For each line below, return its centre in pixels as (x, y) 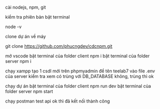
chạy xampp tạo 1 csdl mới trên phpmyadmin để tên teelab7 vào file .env (80, 71)
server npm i (18, 61)
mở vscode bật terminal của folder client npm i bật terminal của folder (77, 56)
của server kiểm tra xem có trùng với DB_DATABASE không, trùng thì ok (79, 76)
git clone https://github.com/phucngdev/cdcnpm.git (59, 46)
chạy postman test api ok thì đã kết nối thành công (58, 101)
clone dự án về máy (26, 36)
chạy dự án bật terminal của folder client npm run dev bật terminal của (78, 86)
